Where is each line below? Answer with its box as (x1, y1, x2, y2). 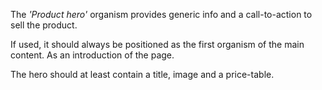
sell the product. (10, 19, 78, 31)
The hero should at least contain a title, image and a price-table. (10, 69, 275, 80)
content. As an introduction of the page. (10, 49, 175, 61)
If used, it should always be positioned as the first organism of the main (10, 39, 305, 50)
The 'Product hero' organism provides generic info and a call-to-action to (10, 9, 313, 20)
